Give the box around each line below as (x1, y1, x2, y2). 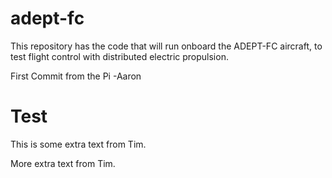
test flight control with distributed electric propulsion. (10, 50, 229, 62)
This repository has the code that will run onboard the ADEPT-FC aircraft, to (10, 40, 323, 52)
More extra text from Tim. (10, 157, 116, 169)
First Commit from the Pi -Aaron (10, 70, 142, 82)
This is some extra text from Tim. (10, 138, 147, 150)
